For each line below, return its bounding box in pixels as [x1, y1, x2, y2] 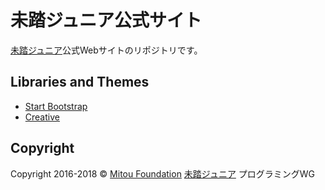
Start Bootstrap [24, 100, 88, 112]
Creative [24, 111, 60, 123]
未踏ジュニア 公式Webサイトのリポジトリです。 [10, 44, 203, 56]
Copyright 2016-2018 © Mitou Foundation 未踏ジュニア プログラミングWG [10, 167, 316, 180]
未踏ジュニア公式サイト [10, 9, 203, 32]
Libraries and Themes [10, 74, 150, 91]
